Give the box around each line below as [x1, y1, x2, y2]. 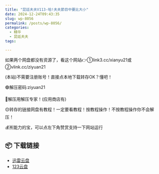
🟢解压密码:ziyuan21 [5, 84, 45, 90]
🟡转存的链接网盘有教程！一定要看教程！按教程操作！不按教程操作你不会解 [5, 106, 154, 112]
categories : [5, 25, 29, 30]
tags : [5, 39, 16, 44]
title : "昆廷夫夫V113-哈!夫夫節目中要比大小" [5, 7, 88, 12]
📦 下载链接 [5, 141, 40, 150]
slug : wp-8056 [5, 16, 34, 21]
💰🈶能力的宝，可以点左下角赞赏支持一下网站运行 [5, 124, 103, 130]
